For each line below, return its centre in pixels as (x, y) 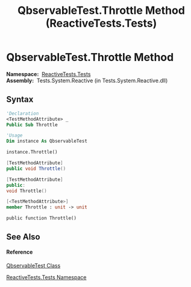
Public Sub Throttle (32, 124)
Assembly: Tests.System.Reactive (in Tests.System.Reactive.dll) (87, 80)
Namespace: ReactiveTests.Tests (49, 74)
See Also (23, 237)
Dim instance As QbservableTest (47, 141)
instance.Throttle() (32, 152)
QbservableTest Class (33, 265)
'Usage (14, 136)
